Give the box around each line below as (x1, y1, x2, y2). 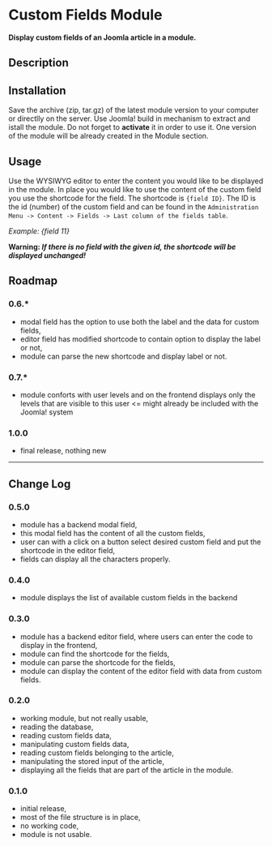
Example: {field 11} (8, 225, 70, 236)
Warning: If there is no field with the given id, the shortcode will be (8, 242, 236, 251)
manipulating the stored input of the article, (19, 756, 164, 766)
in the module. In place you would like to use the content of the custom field (8, 184, 261, 194)
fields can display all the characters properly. (19, 554, 171, 564)
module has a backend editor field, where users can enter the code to (19, 631, 253, 642)
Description (8, 56, 69, 70)
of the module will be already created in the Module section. (8, 131, 209, 141)
